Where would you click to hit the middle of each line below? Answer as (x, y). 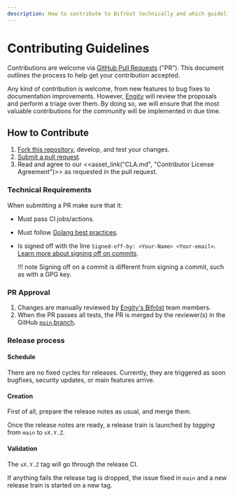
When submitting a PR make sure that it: (65, 205)
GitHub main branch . (47, 322)
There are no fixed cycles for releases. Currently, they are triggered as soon (116, 373)
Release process (36, 340)
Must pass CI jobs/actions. (56, 219)
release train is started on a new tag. (60, 485)
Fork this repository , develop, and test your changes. (93, 149)
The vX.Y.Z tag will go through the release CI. (73, 464)
